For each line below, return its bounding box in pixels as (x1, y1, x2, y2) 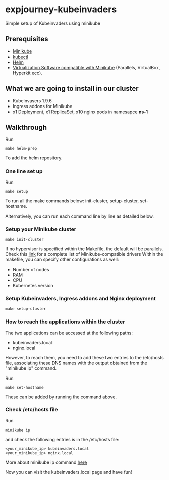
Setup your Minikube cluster (5, 226, 77, 233)
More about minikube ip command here (5, 459, 87, 465)
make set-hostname (5, 385, 44, 390)
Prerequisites (5, 35, 48, 43)
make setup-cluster (5, 306, 46, 311)
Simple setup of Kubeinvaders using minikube (5, 20, 101, 26)
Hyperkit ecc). (12, 70, 43, 76)
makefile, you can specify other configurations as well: (5, 256, 119, 262)
